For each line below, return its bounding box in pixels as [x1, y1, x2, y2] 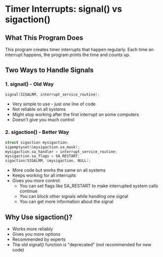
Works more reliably [12, 226, 53, 232]
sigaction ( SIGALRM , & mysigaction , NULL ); [5, 159, 91, 163]
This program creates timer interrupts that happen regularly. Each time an [5, 47, 154, 52]
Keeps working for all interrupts [12, 172, 76, 178]
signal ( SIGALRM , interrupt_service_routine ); [5, 92, 100, 97]
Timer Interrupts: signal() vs [5, 3, 122, 15]
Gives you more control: [12, 178, 61, 184]
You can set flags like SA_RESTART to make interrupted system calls [19, 183, 158, 189]
